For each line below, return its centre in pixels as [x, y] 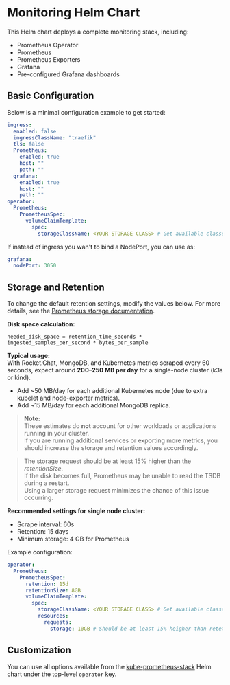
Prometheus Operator [48, 45]
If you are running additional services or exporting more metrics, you [120, 440]
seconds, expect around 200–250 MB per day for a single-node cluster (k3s [115, 370]
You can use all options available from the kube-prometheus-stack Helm [109, 666]
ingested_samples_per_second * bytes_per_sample [78, 343]
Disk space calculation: [41, 324]
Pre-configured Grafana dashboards [68, 74]
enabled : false [35, 131]
